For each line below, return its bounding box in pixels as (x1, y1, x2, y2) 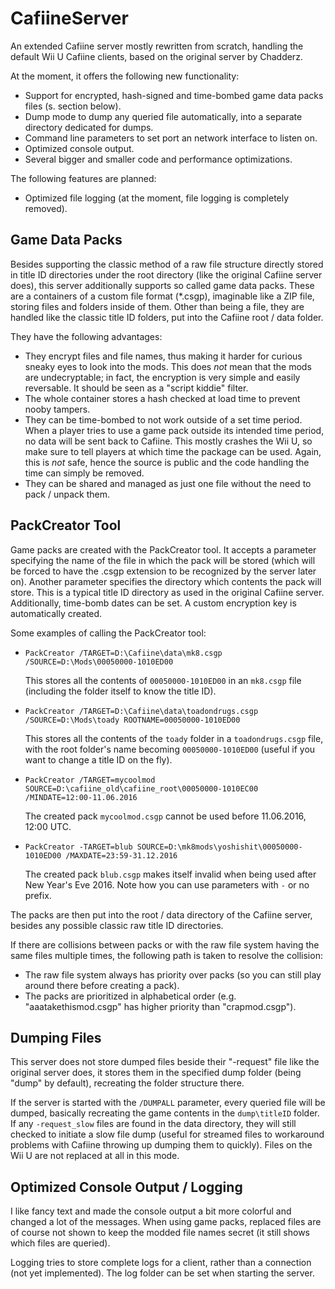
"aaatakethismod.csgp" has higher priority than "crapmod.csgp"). (24, 1000, 297, 1012)
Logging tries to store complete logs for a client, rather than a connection (10, 1257, 312, 1269)
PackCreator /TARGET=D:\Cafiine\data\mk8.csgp (24, 648, 223, 658)
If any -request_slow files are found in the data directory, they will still (10, 1118, 297, 1130)
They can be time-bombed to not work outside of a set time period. (24, 413, 303, 426)
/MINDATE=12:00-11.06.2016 (24, 792, 138, 802)
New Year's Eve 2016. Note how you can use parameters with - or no (24, 878, 310, 891)
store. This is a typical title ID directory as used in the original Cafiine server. (10, 586, 325, 598)
